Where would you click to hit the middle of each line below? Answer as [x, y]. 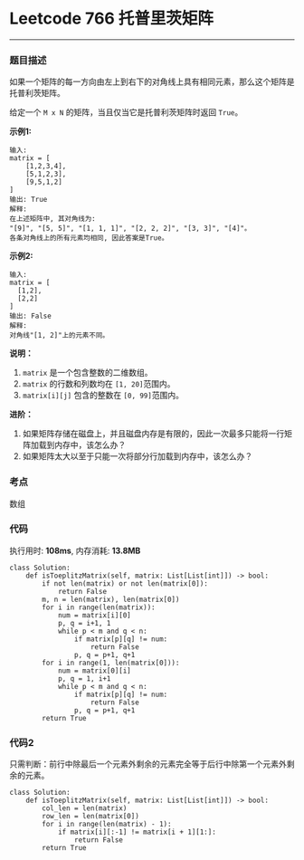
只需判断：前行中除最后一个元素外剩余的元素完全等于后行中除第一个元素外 [148, 764]
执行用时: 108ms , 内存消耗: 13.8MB [75, 550]
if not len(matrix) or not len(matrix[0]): [125, 583]
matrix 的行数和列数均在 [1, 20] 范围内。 [99, 384]
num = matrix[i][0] [94, 615]
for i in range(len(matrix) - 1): [107, 825]
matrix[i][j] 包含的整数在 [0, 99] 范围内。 [103, 396]
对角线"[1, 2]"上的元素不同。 [60, 336]
